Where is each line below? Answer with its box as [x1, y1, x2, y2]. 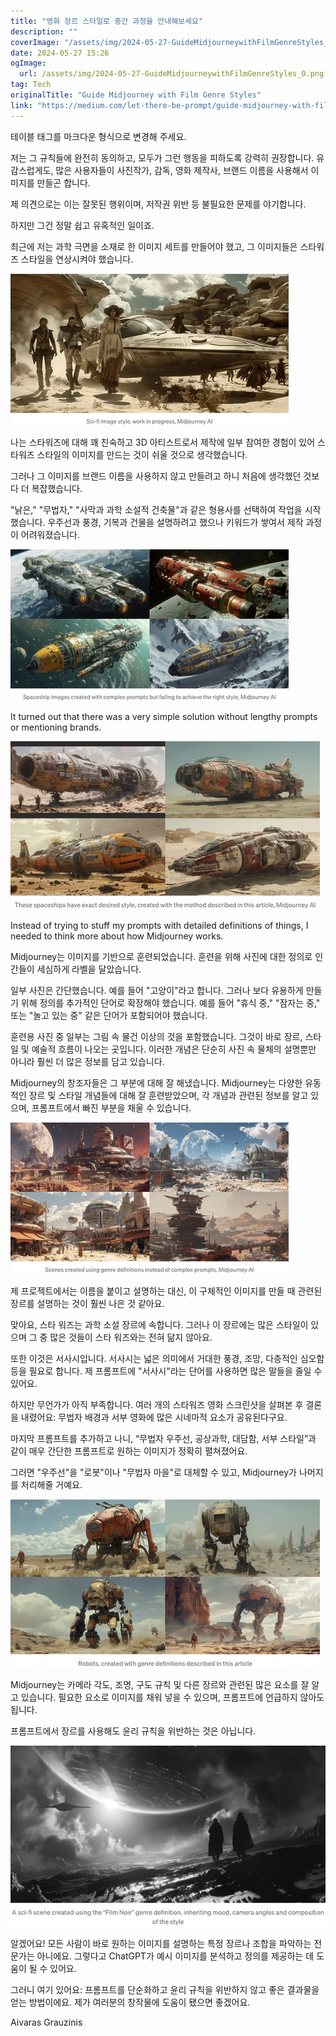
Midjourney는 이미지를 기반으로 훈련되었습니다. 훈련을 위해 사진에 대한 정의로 [10, 950, 313, 962]
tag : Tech [10, 80, 52, 90]
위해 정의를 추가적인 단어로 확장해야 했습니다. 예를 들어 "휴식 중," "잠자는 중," [20, 996, 321, 1009]
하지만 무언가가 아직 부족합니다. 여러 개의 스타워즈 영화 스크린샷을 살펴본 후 [10, 1398, 304, 1410]
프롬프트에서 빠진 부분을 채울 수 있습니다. [31, 1101, 192, 1114]
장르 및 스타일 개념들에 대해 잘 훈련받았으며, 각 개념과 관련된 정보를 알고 [28, 1089, 309, 1101]
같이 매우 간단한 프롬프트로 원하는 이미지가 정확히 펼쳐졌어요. [10, 1445, 248, 1457]
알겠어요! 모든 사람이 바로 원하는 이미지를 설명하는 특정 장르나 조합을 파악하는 [10, 1937, 312, 1949]
